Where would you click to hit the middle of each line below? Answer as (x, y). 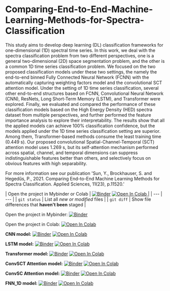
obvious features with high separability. (46, 163)
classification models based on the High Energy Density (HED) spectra (79, 110)
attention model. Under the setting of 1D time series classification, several (82, 88)
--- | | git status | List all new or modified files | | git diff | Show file (78, 199)
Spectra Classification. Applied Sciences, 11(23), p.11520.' (65, 184)
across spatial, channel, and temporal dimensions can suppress (72, 153)
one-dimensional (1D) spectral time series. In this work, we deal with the (80, 50)
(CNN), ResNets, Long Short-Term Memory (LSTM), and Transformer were (83, 99)
